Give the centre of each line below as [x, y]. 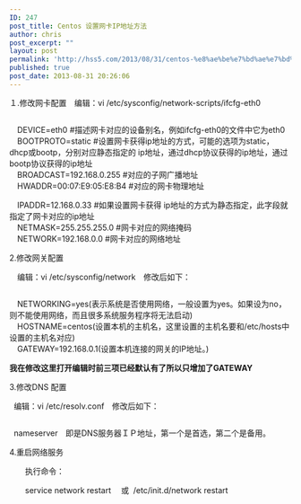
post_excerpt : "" [42, 43]
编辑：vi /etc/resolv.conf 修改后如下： [86, 406]
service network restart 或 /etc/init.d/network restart [126, 490]
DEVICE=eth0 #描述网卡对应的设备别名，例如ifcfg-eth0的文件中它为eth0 [151, 129]
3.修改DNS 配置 [38, 386]
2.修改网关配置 [37, 258]
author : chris [36, 34]
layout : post [34, 51]
